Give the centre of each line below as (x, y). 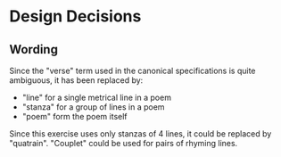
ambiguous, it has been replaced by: (76, 80)
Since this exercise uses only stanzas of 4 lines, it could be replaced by (140, 134)
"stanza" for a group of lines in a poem (93, 107)
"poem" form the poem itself (74, 116)
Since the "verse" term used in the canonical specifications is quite (132, 70)
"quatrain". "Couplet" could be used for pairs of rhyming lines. (124, 143)
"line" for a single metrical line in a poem (97, 97)
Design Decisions (75, 17)
